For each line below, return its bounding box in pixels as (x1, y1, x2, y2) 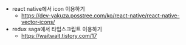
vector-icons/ (21, 19, 55, 25)
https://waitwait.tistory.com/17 (21, 32, 97, 39)
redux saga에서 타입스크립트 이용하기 (12, 26, 102, 32)
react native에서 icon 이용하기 (12, 5, 85, 12)
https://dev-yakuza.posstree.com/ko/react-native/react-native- (21, 12, 180, 19)
